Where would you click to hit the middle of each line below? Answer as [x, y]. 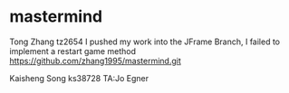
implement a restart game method [72, 51]
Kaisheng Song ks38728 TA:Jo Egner [79, 78]
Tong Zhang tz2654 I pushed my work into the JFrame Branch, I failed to [145, 42]
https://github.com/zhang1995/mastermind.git [95, 60]
